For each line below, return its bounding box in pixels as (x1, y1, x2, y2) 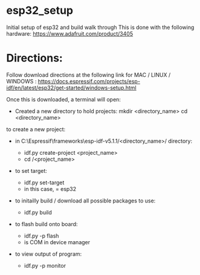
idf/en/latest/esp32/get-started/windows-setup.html (6, 84, 137, 91)
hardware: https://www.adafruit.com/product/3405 (6, 30, 134, 37)
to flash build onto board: (15, 220, 78, 227)
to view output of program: (15, 250, 82, 257)
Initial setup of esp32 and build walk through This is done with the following (6, 24, 195, 31)
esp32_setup (6, 4, 74, 18)
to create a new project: (6, 125, 66, 133)
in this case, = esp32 (24, 185, 77, 192)
